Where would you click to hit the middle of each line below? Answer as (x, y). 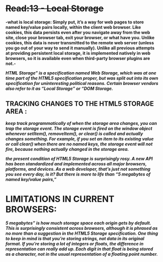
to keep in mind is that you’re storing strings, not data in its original (75, 238)
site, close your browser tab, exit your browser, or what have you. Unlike (80, 38)
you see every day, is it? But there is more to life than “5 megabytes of (78, 174)
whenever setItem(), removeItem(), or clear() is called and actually (74, 133)
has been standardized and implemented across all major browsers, (76, 163)
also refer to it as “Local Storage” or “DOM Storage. (59, 88)
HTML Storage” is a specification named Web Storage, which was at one (81, 73)
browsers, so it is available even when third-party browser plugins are (78, 58)
